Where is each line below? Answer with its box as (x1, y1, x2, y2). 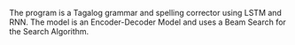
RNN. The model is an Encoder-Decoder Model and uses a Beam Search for (9, 17, 286, 27)
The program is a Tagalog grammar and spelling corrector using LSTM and (9, 8, 282, 18)
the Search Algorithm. (9, 26, 89, 36)
